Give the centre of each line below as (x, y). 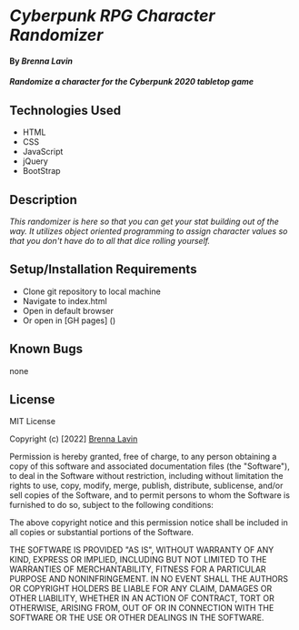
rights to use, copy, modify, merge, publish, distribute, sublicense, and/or (146, 486)
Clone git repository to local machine (91, 291)
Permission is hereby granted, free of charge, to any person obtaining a (143, 457)
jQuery (35, 161)
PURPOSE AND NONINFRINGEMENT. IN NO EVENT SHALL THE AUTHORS (149, 579)
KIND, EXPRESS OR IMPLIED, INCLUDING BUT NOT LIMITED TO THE (138, 560)
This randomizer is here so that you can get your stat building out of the (145, 221)
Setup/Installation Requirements (103, 269)
